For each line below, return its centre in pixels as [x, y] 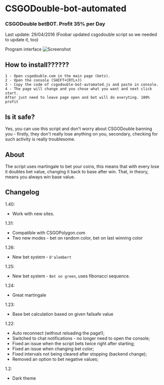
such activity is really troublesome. [40, 139]
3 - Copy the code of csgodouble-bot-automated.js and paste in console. [82, 85]
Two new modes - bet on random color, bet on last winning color [77, 238]
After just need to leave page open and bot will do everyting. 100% [78, 98]
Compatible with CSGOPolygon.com [49, 233]
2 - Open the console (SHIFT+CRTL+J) [44, 81]
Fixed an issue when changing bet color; [53, 349]
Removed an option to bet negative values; [55, 359]
